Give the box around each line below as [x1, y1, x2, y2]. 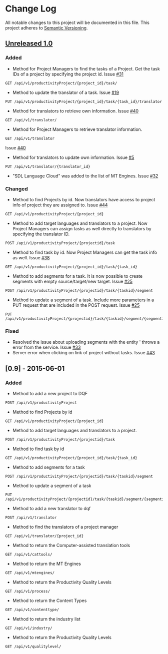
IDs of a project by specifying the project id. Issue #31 [12, 71, 124, 77]
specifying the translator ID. [12, 231, 70, 237]
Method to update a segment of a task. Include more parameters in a [12, 297, 154, 303]
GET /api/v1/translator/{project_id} [5, 533, 84, 539]
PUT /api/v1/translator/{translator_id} [5, 164, 91, 169]
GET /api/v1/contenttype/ [5, 607, 59, 612]
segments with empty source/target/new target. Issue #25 [12, 278, 132, 284]
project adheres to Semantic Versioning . [5, 24, 88, 30]
